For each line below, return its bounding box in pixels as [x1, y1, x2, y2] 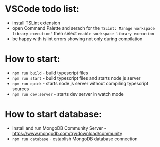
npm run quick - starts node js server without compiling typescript [12, 80, 149, 86]
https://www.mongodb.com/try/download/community [12, 130, 123, 136]
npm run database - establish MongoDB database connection [12, 136, 138, 142]
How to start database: [5, 109, 102, 120]
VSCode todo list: [5, 3, 80, 15]
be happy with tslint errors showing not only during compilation [12, 36, 143, 42]
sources [12, 86, 29, 92]
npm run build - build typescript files [12, 70, 88, 76]
